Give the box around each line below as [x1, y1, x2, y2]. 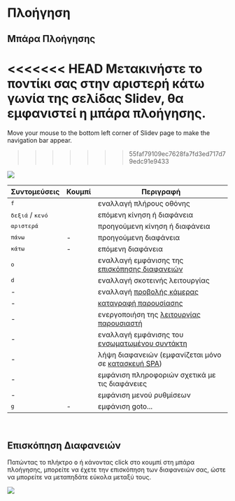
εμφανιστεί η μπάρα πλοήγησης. [7, 105, 206, 121]
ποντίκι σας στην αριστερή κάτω [7, 76, 205, 92]
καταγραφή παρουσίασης [97, 298, 183, 308]
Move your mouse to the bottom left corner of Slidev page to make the [7, 128, 211, 137]
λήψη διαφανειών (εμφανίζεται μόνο [97, 350, 222, 360]
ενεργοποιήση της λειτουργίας [97, 309, 201, 319]
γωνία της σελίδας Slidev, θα [7, 90, 184, 106]
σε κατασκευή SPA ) [97, 358, 162, 368]
